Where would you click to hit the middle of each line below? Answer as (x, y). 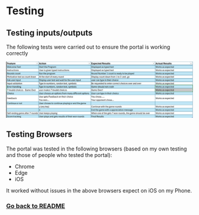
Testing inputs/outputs (49, 33)
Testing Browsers (39, 134)
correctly (17, 53)
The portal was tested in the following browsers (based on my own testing (97, 149)
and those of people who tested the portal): (59, 155)
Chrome (25, 166)
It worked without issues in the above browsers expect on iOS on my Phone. (99, 190)
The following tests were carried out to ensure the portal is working (88, 47)
